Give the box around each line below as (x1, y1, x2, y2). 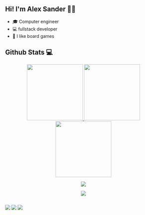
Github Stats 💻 (5, 48, 53, 57)
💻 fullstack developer (12, 26, 58, 32)
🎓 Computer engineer (12, 18, 59, 24)
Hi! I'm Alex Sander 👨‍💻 (5, 5, 76, 13)
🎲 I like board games (12, 33, 55, 39)
